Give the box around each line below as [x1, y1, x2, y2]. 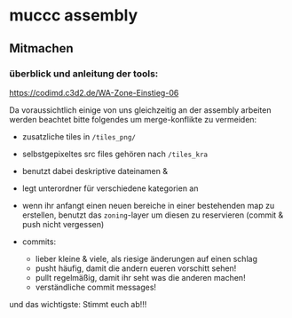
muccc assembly [9, 5, 138, 26]
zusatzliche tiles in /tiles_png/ [21, 131, 136, 142]
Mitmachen [9, 41, 74, 56]
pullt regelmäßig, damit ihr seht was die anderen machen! [35, 272, 246, 282]
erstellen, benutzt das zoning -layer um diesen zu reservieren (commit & [21, 210, 284, 220]
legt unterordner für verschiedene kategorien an [21, 183, 199, 194]
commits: [21, 236, 56, 247]
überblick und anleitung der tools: [9, 68, 159, 80]
